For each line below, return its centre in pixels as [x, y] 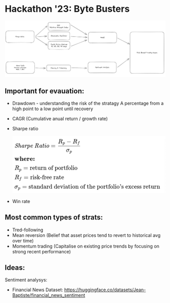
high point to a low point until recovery [53, 109]
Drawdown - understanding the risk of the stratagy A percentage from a [88, 104]
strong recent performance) [41, 251]
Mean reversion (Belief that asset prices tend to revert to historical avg [86, 235]
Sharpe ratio [25, 129]
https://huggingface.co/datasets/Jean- [105, 290]
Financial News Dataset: [38, 290]
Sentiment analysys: [26, 280]
